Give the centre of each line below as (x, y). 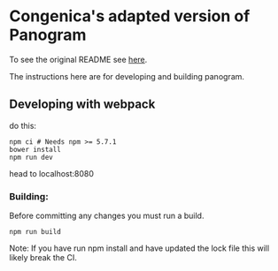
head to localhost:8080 (52, 173)
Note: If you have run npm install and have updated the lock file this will (139, 248)
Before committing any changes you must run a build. (107, 216)
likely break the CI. (43, 258)
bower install (35, 149)
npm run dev (31, 157)
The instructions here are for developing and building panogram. (127, 76)
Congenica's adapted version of (130, 16)
